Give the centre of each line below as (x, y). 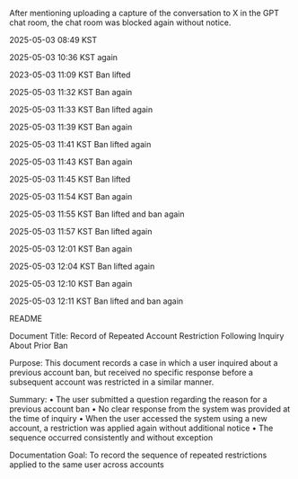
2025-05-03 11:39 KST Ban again (71, 127)
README (26, 319)
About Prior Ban (39, 346)
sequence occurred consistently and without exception (111, 438)
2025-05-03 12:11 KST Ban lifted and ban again (96, 301)
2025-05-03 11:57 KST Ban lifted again (81, 231)
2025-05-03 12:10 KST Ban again (71, 284)
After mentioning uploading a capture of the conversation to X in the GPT (145, 13)
